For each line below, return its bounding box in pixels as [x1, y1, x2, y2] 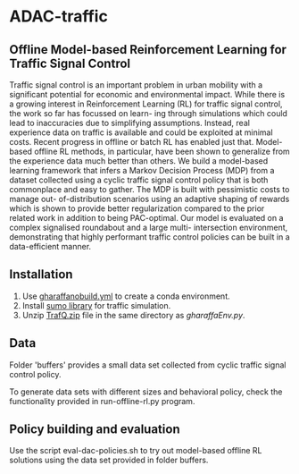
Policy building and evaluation [9, 422, 180, 437]
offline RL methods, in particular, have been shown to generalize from [34, 146, 290, 157]
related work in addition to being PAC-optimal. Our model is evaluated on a [9, 213, 284, 223]
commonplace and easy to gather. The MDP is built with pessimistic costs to [9, 184, 290, 194]
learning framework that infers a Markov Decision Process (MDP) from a [9, 165, 275, 175]
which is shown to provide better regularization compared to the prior [9, 203, 265, 214]
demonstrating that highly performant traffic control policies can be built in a [9, 232, 290, 242]
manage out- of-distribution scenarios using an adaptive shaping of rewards [9, 194, 290, 204]
